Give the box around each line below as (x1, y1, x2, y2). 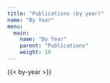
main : (13, 29, 30, 37)
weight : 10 (19, 49, 52, 56)
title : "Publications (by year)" (7, 10, 104, 17)
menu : (7, 23, 23, 30)
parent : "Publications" (19, 42, 89, 49)
